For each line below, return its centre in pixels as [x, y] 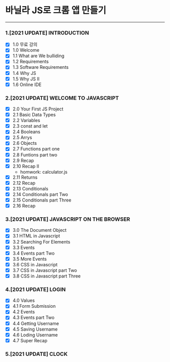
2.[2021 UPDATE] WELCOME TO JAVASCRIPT [62, 98]
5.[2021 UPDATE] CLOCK [36, 354]
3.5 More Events [30, 259]
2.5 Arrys [22, 138]
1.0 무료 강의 [25, 45]
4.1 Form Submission [34, 306]
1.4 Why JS [24, 73]
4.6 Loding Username [35, 335]
